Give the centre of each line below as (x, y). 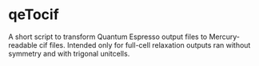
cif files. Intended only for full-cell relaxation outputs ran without (145, 45)
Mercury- (225, 37)
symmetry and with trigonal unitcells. (69, 53)
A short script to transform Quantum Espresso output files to (108, 37)
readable (23, 45)
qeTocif (34, 15)
